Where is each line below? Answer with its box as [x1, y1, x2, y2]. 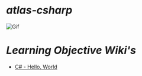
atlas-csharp [6, 4, 73, 17]
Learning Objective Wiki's [6, 44, 136, 57]
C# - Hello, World [14, 63, 57, 70]
